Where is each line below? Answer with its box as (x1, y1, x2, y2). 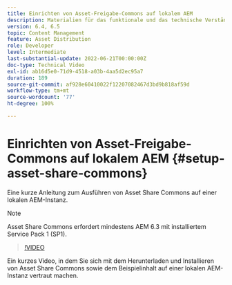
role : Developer (7, 42, 54, 49)
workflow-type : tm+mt (7, 87, 70, 94)
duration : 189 (7, 74, 48, 82)
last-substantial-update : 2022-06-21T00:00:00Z (7, 55, 147, 62)
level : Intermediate (7, 49, 67, 56)
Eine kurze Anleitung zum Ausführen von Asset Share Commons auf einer (7, 188, 217, 196)
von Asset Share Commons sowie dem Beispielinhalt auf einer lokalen (7, 264, 206, 272)
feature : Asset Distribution (7, 36, 91, 43)
